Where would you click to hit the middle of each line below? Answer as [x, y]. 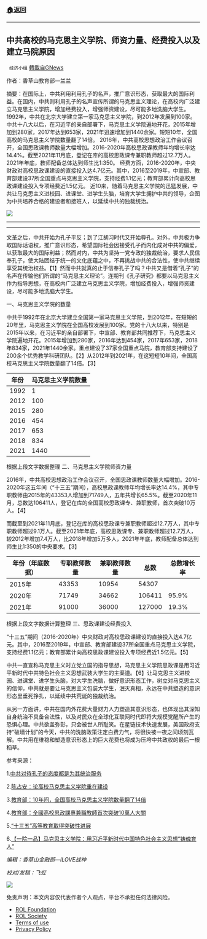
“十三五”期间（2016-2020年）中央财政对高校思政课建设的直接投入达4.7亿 [99, 637]
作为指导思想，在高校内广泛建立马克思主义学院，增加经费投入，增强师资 [98, 283]
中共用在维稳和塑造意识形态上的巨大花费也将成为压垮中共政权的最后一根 [108, 740]
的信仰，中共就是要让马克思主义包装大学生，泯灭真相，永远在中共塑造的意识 [103, 688]
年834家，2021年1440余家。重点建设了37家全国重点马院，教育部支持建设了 [102, 348]
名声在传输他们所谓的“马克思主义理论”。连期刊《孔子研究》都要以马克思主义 [103, 276]
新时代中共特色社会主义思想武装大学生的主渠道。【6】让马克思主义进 [98, 673]
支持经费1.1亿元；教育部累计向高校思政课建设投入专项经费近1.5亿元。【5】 [99, 652]
